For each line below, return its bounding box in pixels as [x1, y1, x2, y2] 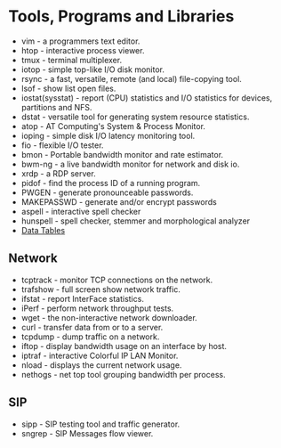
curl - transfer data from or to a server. [20, 322, 164, 332]
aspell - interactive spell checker [20, 206, 141, 216]
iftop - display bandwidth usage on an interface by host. [20, 340, 228, 351]
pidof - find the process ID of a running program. [20, 177, 201, 188]
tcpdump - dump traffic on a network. [20, 331, 160, 342]
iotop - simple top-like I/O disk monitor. [20, 64, 165, 75]
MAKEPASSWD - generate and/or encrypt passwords [20, 196, 217, 207]
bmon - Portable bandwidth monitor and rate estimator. [20, 149, 224, 159]
